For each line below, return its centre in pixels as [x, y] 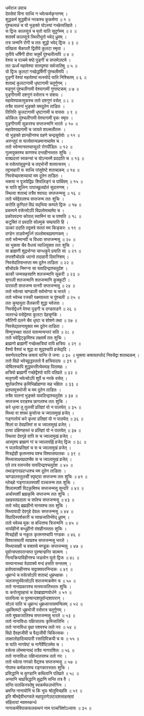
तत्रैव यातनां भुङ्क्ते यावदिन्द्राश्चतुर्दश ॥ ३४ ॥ [42, 396]
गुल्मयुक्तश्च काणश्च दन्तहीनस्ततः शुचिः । [38, 153]
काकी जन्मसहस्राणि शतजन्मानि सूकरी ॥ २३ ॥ [43, 274]
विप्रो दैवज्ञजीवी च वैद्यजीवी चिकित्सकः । [37, 633]
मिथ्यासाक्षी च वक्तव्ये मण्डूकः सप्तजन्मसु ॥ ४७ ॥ [44, 546]
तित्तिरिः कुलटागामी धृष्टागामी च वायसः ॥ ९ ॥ [41, 112]
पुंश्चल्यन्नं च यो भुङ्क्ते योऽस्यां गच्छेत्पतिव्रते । [41, 25]
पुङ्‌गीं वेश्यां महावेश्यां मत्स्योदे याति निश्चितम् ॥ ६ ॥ [46, 77]
